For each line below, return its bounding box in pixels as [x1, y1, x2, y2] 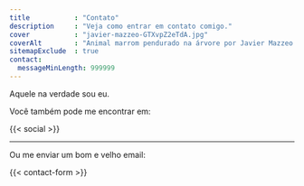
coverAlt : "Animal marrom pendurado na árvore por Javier [9, 38, 265, 48]
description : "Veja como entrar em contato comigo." [9, 22, 233, 31]
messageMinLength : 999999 [17, 64, 116, 73]
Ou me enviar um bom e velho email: [9, 149, 147, 160]
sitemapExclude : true [9, 47, 100, 56]
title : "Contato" [9, 13, 119, 23]
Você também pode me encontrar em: [9, 106, 151, 116]
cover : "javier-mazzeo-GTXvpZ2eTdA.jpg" [9, 30, 208, 39]
